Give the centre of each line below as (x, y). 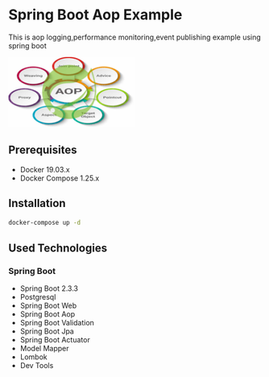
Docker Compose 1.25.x (60, 178)
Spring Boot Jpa (47, 331)
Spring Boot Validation (57, 322)
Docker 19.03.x (45, 169)
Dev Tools (37, 365)
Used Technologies (58, 248)
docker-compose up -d (45, 223)
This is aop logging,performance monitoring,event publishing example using (135, 37)
